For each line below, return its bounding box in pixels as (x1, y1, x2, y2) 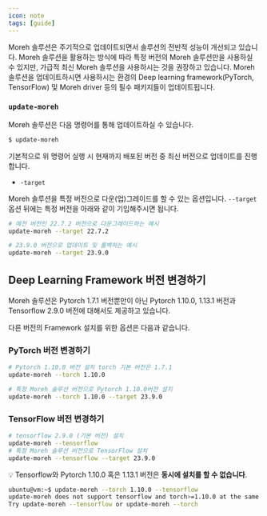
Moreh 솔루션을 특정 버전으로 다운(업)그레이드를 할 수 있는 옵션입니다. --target (8, 194, 257, 203)
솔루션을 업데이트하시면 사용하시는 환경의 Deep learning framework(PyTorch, (8, 72, 254, 82)
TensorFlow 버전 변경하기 (8, 413, 105, 424)
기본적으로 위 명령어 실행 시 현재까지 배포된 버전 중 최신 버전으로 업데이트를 (8, 151, 243, 161)
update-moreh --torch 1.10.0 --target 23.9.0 (8, 393, 162, 401)
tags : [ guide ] (8, 19, 56, 27)
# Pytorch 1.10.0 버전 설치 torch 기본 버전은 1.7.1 (8, 363, 173, 372)
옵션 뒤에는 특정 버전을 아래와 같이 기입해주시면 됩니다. (8, 203, 179, 213)
